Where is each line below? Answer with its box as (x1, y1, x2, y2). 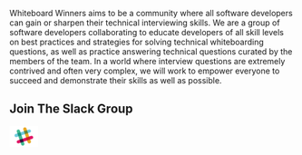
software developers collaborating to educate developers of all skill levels (9, 27, 284, 37)
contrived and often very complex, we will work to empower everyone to (9, 65, 280, 76)
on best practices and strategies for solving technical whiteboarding (9, 36, 265, 47)
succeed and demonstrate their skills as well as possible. (9, 75, 222, 85)
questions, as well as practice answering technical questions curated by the (9, 46, 293, 57)
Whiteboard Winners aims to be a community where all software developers (9, 8, 293, 18)
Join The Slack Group (9, 102, 133, 117)
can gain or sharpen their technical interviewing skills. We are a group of (9, 17, 280, 28)
